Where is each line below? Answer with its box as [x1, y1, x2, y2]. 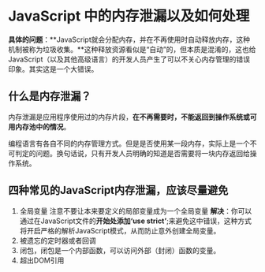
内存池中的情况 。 [14, 121, 71, 131]
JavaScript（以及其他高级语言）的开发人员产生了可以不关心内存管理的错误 [8, 54, 251, 64]
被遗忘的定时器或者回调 [19, 236, 96, 245]
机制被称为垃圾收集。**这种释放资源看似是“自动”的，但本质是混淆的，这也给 [8, 44, 256, 54]
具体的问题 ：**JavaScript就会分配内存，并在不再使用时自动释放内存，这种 [8, 35, 251, 44]
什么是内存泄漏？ [8, 90, 91, 103]
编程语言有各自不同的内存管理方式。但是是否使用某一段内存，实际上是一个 [8, 139, 250, 148]
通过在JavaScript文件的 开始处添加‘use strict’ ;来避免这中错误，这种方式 [19, 216, 252, 225]
